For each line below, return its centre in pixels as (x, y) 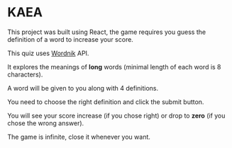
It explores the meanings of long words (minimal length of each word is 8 (114, 67)
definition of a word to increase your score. (70, 39)
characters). (25, 74)
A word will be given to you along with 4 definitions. (83, 88)
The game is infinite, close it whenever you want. (79, 137)
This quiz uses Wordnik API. (48, 53)
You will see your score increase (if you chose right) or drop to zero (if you (116, 115)
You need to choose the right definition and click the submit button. (106, 102)
